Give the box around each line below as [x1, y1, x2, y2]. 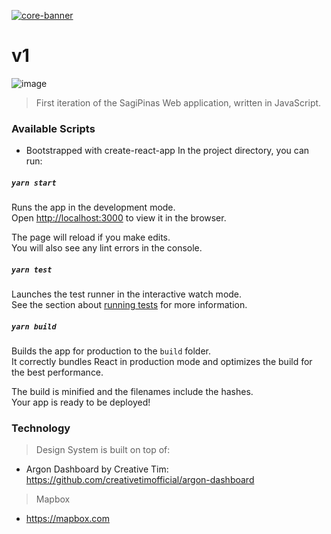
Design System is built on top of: [35, 444, 171, 456]
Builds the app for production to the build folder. [11, 345, 212, 357]
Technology [11, 421, 71, 435]
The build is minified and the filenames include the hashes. [11, 386, 254, 398]
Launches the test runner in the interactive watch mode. [11, 288, 243, 300]
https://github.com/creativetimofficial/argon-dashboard [25, 474, 255, 486]
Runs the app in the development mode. [11, 201, 176, 214]
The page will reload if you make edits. [11, 231, 171, 244]
